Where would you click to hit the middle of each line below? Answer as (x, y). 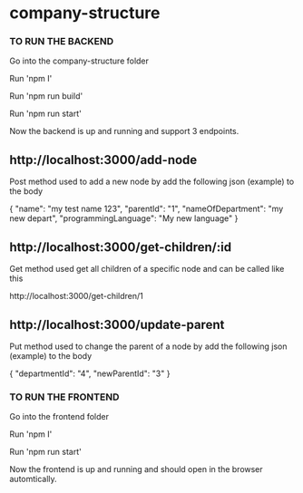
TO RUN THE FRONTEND (64, 397)
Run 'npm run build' (46, 96)
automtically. (33, 479)
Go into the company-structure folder (79, 61)
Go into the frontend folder (59, 417)
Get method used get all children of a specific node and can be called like (147, 269)
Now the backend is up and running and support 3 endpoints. (124, 131)
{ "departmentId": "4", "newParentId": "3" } (90, 373)
